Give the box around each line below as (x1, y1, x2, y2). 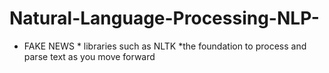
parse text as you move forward (23, 50, 156, 62)
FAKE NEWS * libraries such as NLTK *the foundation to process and (23, 40, 307, 52)
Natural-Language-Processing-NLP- (9, 7, 320, 30)
